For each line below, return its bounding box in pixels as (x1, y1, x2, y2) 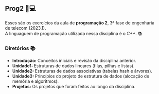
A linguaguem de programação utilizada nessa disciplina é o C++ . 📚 (5, 30, 142, 36)
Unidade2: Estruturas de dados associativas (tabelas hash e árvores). (12, 68, 152, 74)
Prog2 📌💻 (5, 4, 36, 13)
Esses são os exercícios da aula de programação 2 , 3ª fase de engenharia (5, 19, 155, 26)
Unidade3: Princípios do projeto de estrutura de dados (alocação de (12, 73, 150, 79)
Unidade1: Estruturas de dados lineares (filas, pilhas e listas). (12, 63, 135, 69)
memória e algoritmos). (12, 78, 59, 84)
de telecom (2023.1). (5, 25, 46, 31)
